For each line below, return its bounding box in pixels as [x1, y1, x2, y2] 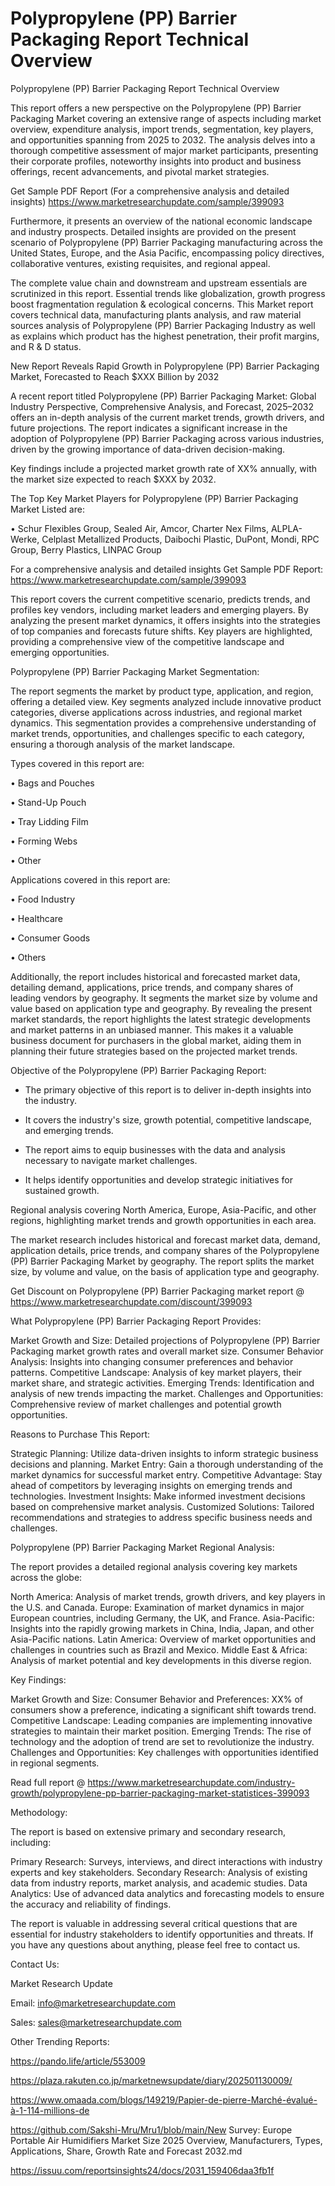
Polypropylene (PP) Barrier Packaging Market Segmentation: [10, 665, 260, 677]
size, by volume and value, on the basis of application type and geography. [10, 1265, 320, 1277]
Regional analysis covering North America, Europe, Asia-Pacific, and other [10, 1203, 317, 1216]
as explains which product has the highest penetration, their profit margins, [10, 330, 320, 342]
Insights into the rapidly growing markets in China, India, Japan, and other [10, 1622, 315, 1634]
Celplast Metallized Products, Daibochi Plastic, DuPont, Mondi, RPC [41, 533, 320, 545]
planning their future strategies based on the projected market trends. [10, 1045, 298, 1057]
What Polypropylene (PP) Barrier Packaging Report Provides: [10, 1315, 262, 1327]
